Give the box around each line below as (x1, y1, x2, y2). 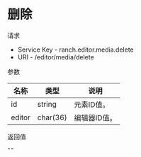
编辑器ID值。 (74, 112, 117, 122)
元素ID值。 (74, 100, 110, 110)
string (37, 99, 57, 109)
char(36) (37, 112, 67, 122)
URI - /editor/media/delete (17, 52, 94, 61)
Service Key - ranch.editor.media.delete (17, 45, 134, 54)
